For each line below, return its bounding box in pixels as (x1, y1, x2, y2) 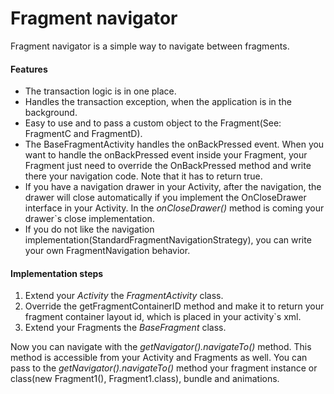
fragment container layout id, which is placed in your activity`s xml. (24, 311, 302, 323)
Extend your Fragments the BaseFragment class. (24, 322, 227, 334)
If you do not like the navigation (24, 223, 155, 236)
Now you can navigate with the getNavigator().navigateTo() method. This (10, 341, 312, 353)
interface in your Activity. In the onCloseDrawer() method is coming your (24, 202, 325, 214)
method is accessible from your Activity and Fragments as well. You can (10, 352, 308, 364)
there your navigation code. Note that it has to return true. (24, 170, 263, 182)
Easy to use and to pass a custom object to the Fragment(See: (24, 117, 282, 129)
